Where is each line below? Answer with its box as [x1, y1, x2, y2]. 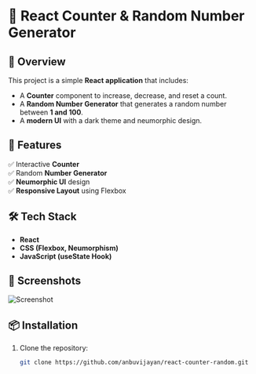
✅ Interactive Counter [8, 159, 80, 169]
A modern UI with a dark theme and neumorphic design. [19, 116, 203, 125]
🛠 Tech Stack [8, 210, 77, 223]
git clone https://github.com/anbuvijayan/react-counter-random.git [19, 358, 249, 367]
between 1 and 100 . [19, 107, 84, 117]
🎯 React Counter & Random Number [8, 7, 245, 25]
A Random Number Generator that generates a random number [19, 100, 227, 108]
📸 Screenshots [8, 274, 82, 288]
